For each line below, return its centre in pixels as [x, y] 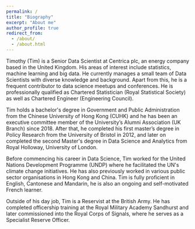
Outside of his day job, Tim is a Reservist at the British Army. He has [88, 201]
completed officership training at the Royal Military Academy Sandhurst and [97, 207]
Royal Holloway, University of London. [52, 147]
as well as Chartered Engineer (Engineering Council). [70, 98]
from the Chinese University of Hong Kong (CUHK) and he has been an [92, 116]
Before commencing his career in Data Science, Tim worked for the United [96, 159]
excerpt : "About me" [31, 22]
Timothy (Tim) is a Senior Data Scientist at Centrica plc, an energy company [97, 61]
